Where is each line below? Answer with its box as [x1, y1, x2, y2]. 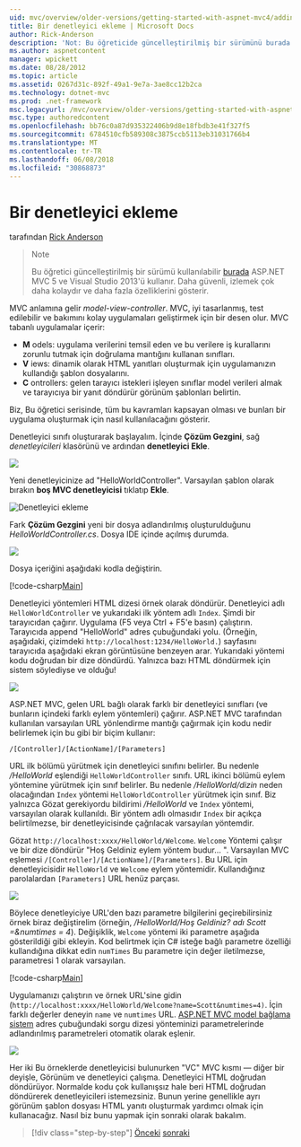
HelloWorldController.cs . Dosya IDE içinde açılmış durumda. [9, 529, 229, 539]
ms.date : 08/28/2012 [9, 64, 87, 73]
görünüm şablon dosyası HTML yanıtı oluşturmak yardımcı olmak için [9, 1100, 264, 1111]
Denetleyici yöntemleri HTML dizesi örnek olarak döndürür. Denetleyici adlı [9, 598, 285, 609]
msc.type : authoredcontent [9, 113, 110, 122]
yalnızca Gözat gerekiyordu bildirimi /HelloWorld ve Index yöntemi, [9, 799, 254, 810]
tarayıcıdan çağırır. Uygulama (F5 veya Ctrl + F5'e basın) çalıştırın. [9, 617, 254, 628]
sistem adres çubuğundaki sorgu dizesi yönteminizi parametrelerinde [9, 1019, 264, 1029]
